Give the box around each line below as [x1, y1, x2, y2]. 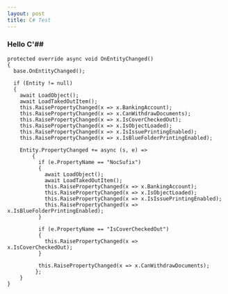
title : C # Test [7, 17, 51, 24]
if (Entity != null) [13, 79, 73, 87]
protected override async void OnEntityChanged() [7, 55, 154, 63]
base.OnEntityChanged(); [13, 67, 85, 74]
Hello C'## [7, 40, 44, 49]
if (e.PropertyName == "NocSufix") [38, 158, 141, 165]
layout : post [7, 10, 45, 17]
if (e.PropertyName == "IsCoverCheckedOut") [38, 225, 170, 233]
